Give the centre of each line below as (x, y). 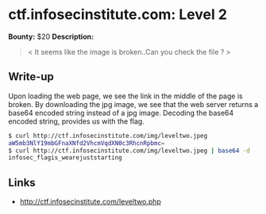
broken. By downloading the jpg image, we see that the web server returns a (133, 104)
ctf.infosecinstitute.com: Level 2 (118, 15)
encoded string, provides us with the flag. (76, 121)
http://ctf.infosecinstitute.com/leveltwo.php (90, 202)
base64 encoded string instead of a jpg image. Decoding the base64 (121, 113)
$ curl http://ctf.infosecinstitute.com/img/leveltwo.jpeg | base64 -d (129, 151)
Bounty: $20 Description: (51, 36)
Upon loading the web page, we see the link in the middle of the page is (126, 96)
